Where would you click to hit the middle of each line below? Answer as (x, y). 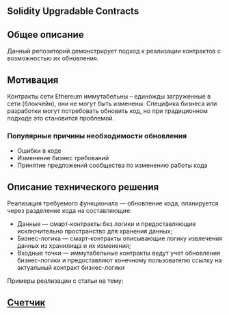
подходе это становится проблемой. (61, 118)
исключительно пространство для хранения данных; (95, 231)
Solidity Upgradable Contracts (73, 11)
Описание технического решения (83, 187)
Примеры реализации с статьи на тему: (65, 281)
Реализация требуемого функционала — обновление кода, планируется (113, 203)
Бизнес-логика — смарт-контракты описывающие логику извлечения (120, 238)
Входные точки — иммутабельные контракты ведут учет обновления (119, 253)
